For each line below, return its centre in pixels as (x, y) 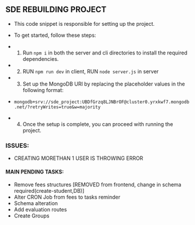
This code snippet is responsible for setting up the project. (84, 23)
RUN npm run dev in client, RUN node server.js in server (90, 71)
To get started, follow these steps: (55, 35)
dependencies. (41, 59)
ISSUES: (18, 145)
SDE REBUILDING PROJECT (56, 10)
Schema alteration (36, 203)
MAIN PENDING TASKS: (35, 172)
